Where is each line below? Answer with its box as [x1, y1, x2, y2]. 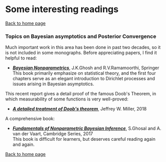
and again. [12, 141, 35, 147]
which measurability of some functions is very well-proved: [5, 96, 129, 102]
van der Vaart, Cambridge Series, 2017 [12, 131, 93, 137]
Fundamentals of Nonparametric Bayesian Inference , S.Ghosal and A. [12, 125, 161, 132]
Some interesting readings [5, 4, 119, 15]
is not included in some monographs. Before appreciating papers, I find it [5, 49, 157, 56]
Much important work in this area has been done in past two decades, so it [5, 44, 161, 50]
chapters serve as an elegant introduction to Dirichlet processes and [12, 76, 155, 82]
